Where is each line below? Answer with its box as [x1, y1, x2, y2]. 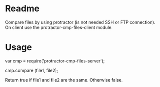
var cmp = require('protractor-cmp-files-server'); [5, 58, 105, 64]
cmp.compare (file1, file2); [5, 67, 58, 73]
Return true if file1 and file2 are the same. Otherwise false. [5, 77, 123, 83]
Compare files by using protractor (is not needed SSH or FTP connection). [5, 19, 156, 25]
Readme [5, 3, 40, 14]
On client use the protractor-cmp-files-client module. [5, 24, 113, 30]
